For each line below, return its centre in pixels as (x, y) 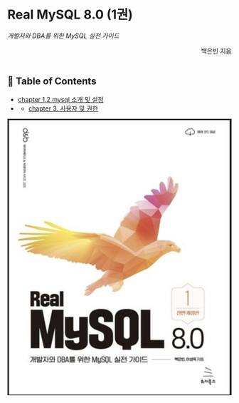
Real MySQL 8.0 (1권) (70, 15)
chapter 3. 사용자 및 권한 (63, 108)
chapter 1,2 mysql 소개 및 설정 (61, 99)
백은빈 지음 (216, 51)
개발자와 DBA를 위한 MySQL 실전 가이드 (63, 36)
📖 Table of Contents (52, 82)
